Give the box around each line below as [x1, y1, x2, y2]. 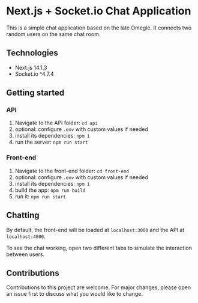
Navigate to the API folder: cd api [14, 119, 98, 127]
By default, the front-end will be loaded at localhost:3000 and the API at [6, 226, 185, 233]
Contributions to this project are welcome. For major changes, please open [6, 284, 191, 291]
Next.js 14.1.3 [14, 64, 47, 71]
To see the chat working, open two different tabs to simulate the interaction [6, 244, 193, 251]
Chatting [6, 210, 40, 221]
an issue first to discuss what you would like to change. [6, 290, 143, 298]
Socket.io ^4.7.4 [14, 70, 54, 78]
